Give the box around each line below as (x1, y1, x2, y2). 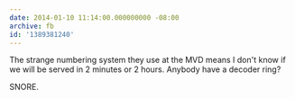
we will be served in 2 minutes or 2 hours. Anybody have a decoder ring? (9, 64, 281, 75)
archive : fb (9, 22, 54, 31)
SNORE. (9, 82, 39, 93)
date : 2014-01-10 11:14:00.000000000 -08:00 (9, 13, 180, 22)
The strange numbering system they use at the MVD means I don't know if (9, 55, 286, 66)
